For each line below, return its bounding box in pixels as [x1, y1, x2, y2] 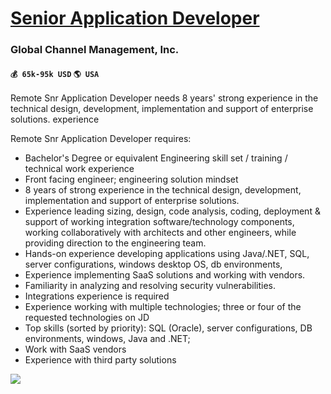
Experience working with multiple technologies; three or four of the [24, 301, 302, 313]
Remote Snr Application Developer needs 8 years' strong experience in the [10, 92, 319, 104]
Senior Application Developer [10, 7, 260, 30]
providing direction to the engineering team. [24, 237, 207, 249]
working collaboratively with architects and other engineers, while [24, 227, 297, 239]
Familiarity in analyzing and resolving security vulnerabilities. [24, 280, 276, 292]
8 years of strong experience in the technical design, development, [24, 184, 302, 196]
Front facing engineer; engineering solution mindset [24, 173, 239, 186]
